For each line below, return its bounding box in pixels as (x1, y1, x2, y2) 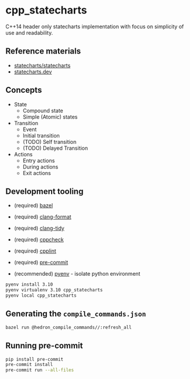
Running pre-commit (5, 341, 83, 351)
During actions (22, 163, 59, 170)
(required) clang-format (13, 213, 72, 220)
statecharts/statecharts (13, 62, 71, 69)
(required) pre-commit (13, 259, 69, 266)
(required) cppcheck (13, 236, 64, 243)
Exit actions (22, 169, 51, 176)
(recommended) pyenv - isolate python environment (13, 270, 141, 277)
